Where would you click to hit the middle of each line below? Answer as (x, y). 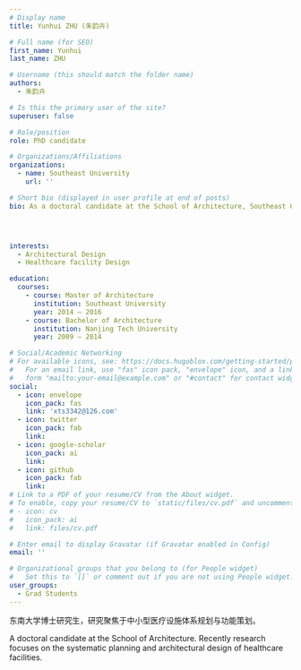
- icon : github (46, 470)
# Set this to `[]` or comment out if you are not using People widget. (152, 577)
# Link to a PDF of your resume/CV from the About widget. (122, 495)
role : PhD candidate (48, 141)
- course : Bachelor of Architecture (94, 320)
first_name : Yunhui (46, 50)
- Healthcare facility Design (73, 262)
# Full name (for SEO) (52, 42)
